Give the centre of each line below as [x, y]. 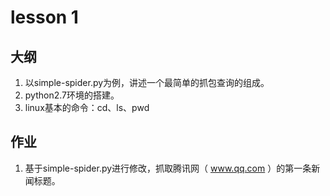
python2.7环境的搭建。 [72, 95]
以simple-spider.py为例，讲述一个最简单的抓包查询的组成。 [147, 82]
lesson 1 [44, 17]
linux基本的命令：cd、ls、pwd [87, 107]
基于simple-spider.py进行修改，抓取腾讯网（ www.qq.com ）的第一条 [168, 168]
